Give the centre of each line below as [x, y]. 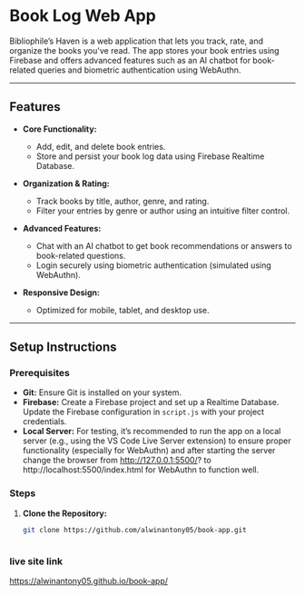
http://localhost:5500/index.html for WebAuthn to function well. [141, 470]
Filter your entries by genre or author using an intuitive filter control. [163, 211]
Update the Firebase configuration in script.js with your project [143, 412]
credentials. [44, 421]
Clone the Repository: [64, 513]
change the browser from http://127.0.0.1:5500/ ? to [117, 461]
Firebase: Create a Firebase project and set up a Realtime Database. [151, 402]
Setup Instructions [63, 347]
